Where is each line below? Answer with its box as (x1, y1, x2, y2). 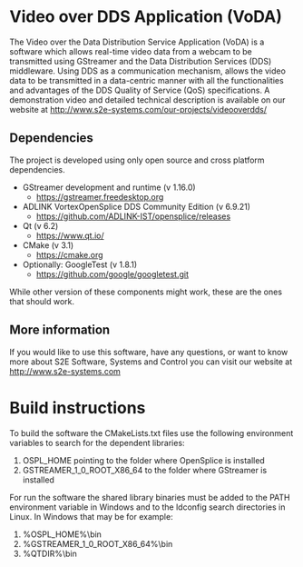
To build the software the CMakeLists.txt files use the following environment (9, 427, 294, 438)
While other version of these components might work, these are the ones (9, 286, 283, 297)
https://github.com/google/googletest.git (35, 268, 189, 279)
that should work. (9, 295, 75, 306)
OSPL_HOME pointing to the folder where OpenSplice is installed (22, 454, 265, 465)
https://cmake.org (35, 249, 103, 260)
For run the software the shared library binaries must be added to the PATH (9, 492, 290, 502)
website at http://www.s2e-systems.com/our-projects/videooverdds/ (9, 104, 268, 114)
